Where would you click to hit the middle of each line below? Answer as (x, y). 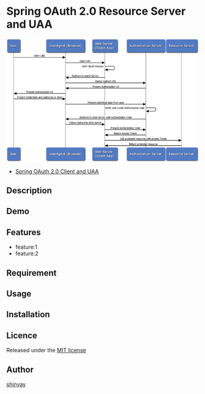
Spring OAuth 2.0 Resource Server (96, 11)
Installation (28, 315)
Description (29, 191)
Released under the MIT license (47, 350)
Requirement (32, 273)
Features (24, 232)
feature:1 (26, 247)
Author (20, 369)
